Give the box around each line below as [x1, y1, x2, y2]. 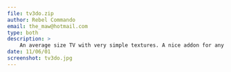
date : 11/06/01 [7, 49, 51, 56]
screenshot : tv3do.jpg [7, 55, 73, 62]
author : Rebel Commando [7, 16, 76, 23]
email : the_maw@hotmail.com [7, 23, 89, 29]
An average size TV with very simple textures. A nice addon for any [19, 42, 225, 49]
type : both [7, 29, 39, 36]
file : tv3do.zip [7, 10, 54, 17]
